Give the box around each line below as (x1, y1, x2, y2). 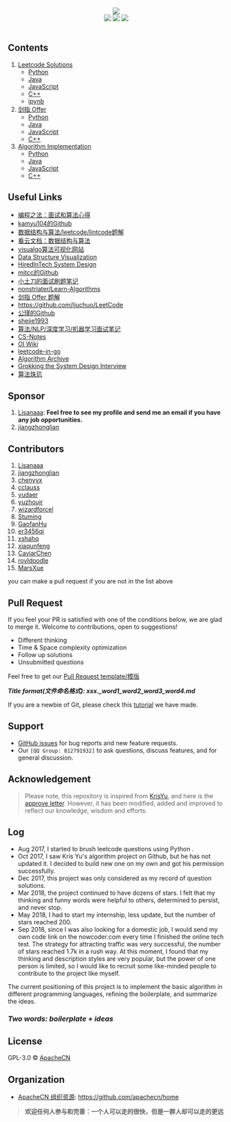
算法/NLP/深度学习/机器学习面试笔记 (17, 324, 121, 333)
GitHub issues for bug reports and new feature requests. (17, 738, 178, 747)
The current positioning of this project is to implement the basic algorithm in (8, 982, 223, 990)
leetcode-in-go (17, 347, 61, 355)
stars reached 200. (17, 917, 72, 926)
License (8, 1035, 43, 1047)
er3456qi (17, 527, 44, 536)
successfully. (17, 866, 56, 875)
